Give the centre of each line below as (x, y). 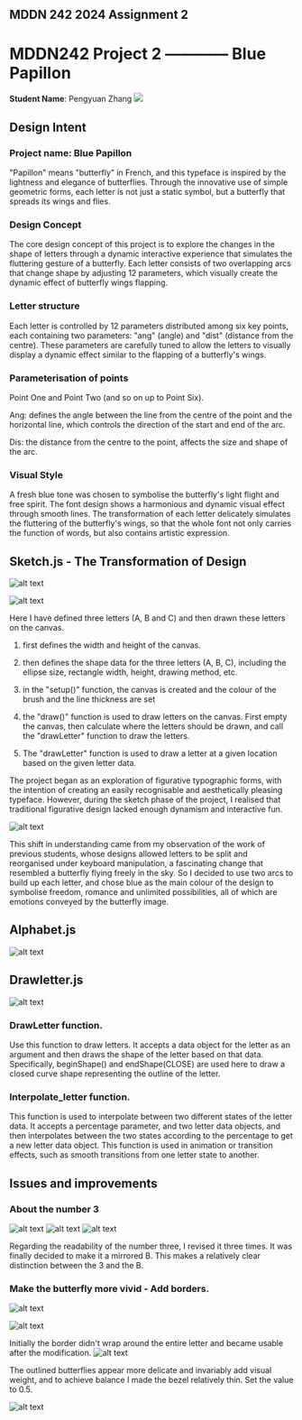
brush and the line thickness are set (89, 699)
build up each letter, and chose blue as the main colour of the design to (142, 882)
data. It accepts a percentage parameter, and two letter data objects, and (145, 1126)
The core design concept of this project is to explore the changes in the (142, 244)
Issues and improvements (83, 1183)
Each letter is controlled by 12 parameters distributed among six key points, (149, 326)
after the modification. (50, 1353)
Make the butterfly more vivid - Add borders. (110, 1288)
